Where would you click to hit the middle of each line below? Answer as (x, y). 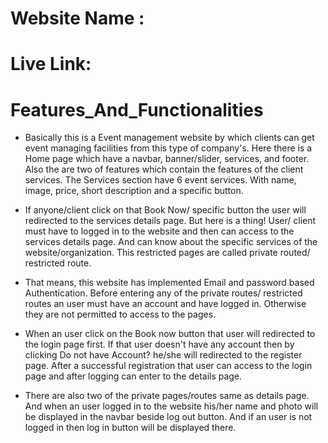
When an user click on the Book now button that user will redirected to (170, 334)
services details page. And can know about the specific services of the (171, 242)
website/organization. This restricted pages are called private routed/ (167, 253)
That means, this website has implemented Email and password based (169, 283)
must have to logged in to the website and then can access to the (159, 231)
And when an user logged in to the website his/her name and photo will (171, 406)
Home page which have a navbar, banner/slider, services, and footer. (167, 159)
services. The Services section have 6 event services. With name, (160, 180)
